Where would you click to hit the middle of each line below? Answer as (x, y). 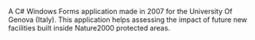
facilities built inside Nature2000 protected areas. (89, 28)
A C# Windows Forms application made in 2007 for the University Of (120, 11)
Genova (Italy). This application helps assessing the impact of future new (128, 20)
